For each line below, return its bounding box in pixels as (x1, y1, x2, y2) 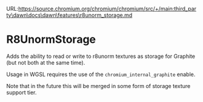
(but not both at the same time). (6, 59, 85, 66)
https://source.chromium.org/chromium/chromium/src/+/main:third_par (18, 5, 197, 12)
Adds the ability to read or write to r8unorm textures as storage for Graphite (6, 53, 196, 60)
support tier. (6, 89, 37, 96)
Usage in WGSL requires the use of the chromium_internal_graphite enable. (6, 71, 196, 78)
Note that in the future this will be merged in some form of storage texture (6, 82, 191, 89)
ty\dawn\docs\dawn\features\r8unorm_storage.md (6, 11, 133, 19)
